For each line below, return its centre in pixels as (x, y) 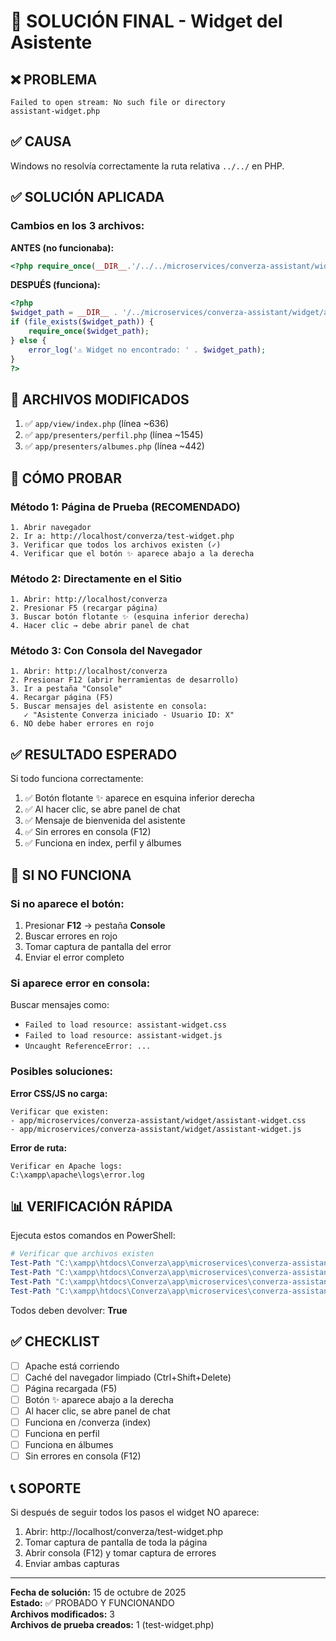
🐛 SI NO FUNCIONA (71, 875)
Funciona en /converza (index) (88, 1422)
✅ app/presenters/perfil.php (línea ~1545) (114, 435)
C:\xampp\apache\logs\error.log (77, 1175)
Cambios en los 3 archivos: (77, 226)
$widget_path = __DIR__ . (64, 313)
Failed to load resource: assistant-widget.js (123, 1036)
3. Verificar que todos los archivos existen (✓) (116, 545)
